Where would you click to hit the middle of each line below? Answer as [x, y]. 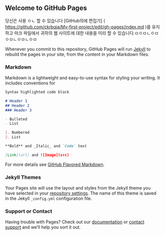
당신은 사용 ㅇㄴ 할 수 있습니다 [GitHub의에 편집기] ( [55, 20]
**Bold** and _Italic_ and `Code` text [46, 146]
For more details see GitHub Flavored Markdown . [55, 164]
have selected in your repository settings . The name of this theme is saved [81, 193]
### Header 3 [18, 110]
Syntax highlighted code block [37, 92]
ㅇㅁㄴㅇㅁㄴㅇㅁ [21, 39]
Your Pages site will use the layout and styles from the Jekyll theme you [78, 188]
